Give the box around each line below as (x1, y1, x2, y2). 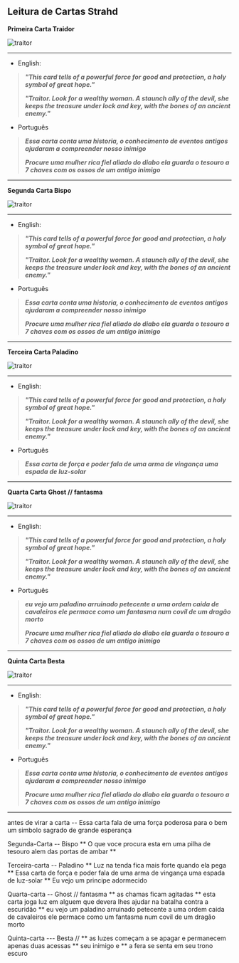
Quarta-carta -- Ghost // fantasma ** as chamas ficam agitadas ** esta (7, 890, 216, 898)
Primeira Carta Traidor (7, 24, 75, 33)
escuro (7, 949, 28, 957)
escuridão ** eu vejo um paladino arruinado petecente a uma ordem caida (7, 905, 225, 913)
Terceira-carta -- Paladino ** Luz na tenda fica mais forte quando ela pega (7, 861, 226, 869)
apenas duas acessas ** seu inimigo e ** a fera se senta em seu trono (7, 941, 213, 949)
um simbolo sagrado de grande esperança (7, 826, 132, 834)
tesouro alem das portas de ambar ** (7, 847, 117, 856)
